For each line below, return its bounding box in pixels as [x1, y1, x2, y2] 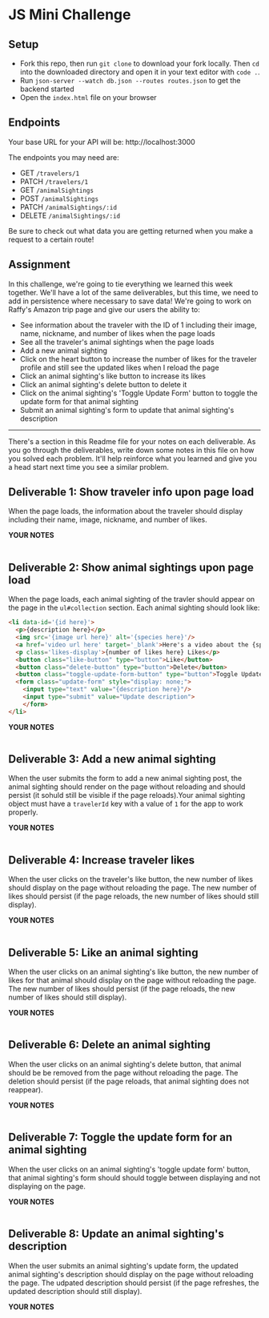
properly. [8, 807, 38, 817]
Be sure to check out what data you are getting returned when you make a [8, 226, 254, 235]
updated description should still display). [8, 1286, 143, 1296]
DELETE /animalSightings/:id [19, 210, 121, 220]
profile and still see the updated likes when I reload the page [19, 363, 219, 372]
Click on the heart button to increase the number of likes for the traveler [19, 354, 258, 363]
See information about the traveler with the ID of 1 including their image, [19, 320, 258, 330]
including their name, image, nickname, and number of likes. [8, 515, 207, 525]
